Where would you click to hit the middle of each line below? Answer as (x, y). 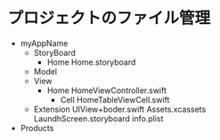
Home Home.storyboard (91, 62)
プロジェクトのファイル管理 (109, 18)
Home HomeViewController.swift (107, 90)
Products (37, 128)
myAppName (44, 43)
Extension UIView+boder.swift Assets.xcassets (120, 109)
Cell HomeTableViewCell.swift (115, 99)
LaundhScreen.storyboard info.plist (98, 118)
